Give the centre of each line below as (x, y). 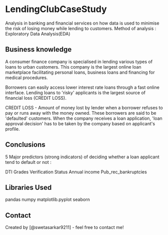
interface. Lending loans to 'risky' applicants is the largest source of (75, 92)
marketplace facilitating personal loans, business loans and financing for (80, 72)
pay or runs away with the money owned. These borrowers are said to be (81, 113)
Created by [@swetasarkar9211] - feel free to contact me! (64, 227)
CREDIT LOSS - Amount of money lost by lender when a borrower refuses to (84, 107)
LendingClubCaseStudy (56, 9)
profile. (13, 129)
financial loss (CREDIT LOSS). (36, 98)
